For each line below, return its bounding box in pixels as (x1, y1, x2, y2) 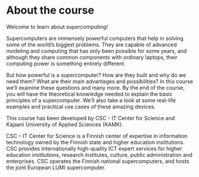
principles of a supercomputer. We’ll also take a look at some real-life (6, 96, 176, 104)
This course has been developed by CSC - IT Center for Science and (6, 114, 175, 122)
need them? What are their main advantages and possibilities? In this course (6, 78, 194, 85)
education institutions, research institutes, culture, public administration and (6, 151, 192, 158)
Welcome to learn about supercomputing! (6, 23, 108, 30)
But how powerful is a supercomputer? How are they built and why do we (6, 71, 186, 78)
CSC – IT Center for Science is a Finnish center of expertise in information (6, 132, 188, 140)
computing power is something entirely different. (6, 60, 126, 67)
